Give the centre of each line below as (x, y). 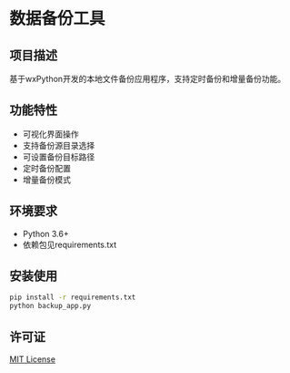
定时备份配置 (46, 168)
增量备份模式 (46, 180)
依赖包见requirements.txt (70, 244)
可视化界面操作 (50, 134)
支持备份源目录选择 (59, 145)
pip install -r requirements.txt (73, 297)
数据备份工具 (58, 19)
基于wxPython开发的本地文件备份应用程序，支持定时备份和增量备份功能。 (148, 79)
